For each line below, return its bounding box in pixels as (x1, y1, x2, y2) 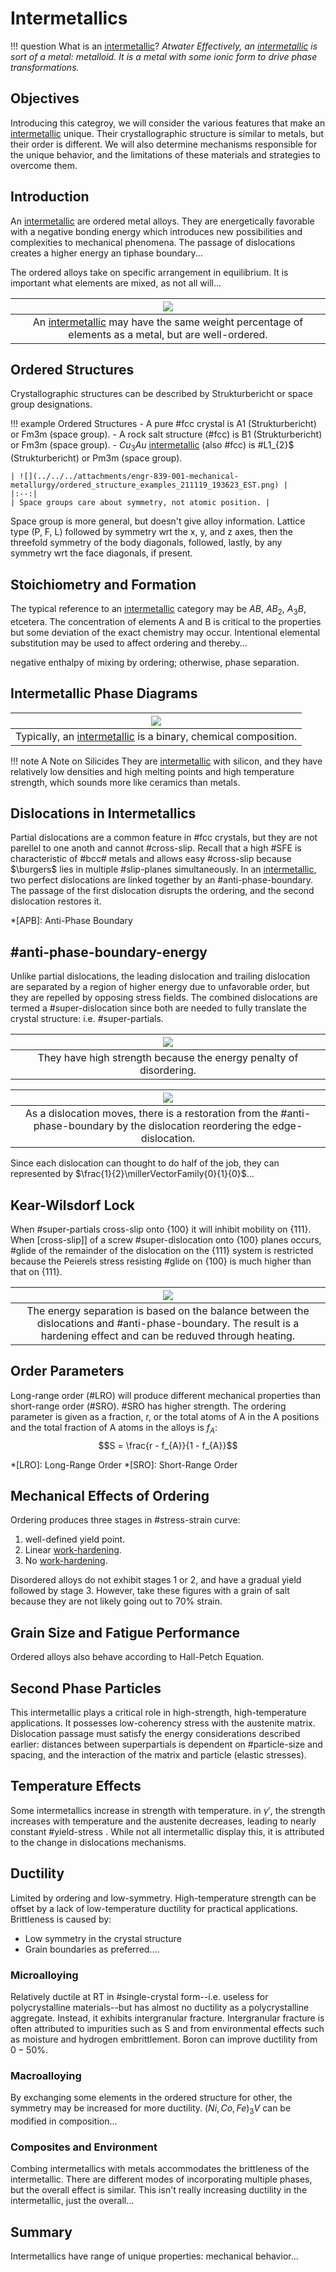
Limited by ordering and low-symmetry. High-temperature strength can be (10, 1892, 317, 1904)
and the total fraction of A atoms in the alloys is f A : (10, 1421, 218, 1436)
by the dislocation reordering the (116, 1119, 270, 1133)
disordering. (139, 1063, 197, 1077)
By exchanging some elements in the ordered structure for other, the (10, 2092, 293, 2104)
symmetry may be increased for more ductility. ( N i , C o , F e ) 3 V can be (10, 2102, 292, 2117)
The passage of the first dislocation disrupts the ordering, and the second (10, 885, 315, 897)
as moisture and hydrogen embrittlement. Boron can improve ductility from (10, 2033, 318, 2045)
